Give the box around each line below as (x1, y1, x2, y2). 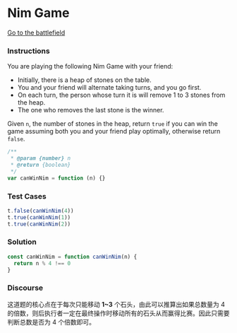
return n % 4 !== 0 (13, 259, 71, 267)
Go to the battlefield (7, 28, 66, 37)
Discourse (7, 283, 44, 293)
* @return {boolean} (10, 161, 71, 168)
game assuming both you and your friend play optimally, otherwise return (7, 127, 221, 136)
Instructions (7, 46, 51, 56)
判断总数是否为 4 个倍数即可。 (7, 317, 95, 326)
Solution (7, 237, 37, 247)
